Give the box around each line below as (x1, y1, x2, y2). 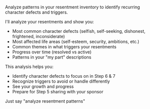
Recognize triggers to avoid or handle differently (12, 78, 110, 84)
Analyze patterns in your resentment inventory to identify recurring (5, 4, 140, 10)
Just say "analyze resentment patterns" (5, 98, 85, 104)
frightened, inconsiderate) (12, 34, 65, 39)
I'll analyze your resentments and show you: (5, 19, 94, 24)
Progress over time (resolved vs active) (12, 49, 92, 55)
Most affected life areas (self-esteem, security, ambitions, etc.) (12, 39, 140, 44)
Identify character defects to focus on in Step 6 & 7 (12, 73, 116, 79)
